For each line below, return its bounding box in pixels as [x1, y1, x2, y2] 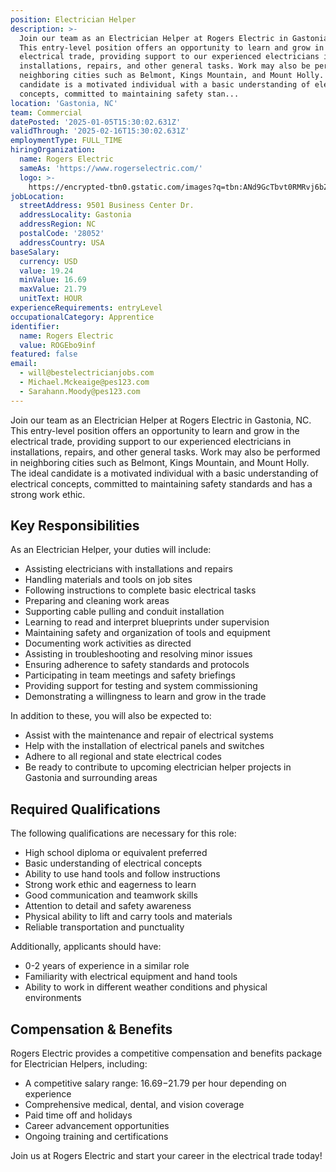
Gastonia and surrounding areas [24, 772, 158, 784]
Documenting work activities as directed [24, 637, 192, 650]
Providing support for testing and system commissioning [24, 680, 258, 692]
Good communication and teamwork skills [24, 889, 198, 901]
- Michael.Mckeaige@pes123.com [19, 377, 150, 387]
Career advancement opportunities [24, 1120, 170, 1132]
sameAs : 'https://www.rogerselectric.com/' [19, 163, 203, 173]
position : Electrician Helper [10, 14, 137, 25]
